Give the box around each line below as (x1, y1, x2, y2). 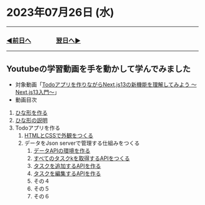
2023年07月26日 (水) (6, 5, 115, 19)
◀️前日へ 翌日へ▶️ (6, 36, 81, 44)
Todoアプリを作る (15, 124, 61, 131)
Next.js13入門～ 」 (15, 89, 60, 96)
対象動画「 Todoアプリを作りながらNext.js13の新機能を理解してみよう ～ (15, 81, 197, 88)
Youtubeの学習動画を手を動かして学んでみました (6, 63, 191, 74)
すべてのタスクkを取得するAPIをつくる (33, 155, 130, 162)
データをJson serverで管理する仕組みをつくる (24, 139, 140, 147)
